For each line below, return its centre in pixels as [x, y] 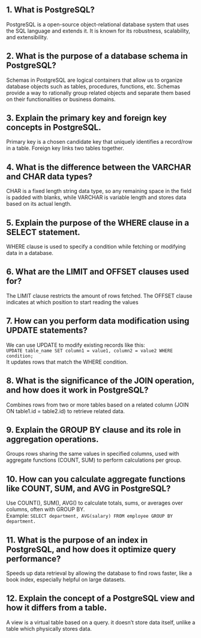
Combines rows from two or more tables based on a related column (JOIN [97, 405]
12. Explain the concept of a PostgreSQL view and [100, 599]
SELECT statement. [43, 232]
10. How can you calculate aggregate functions [96, 479]
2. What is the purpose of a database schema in [97, 56]
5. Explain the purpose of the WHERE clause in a [98, 223]
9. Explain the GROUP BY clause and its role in [94, 430]
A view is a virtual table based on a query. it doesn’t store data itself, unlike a [101, 622]
